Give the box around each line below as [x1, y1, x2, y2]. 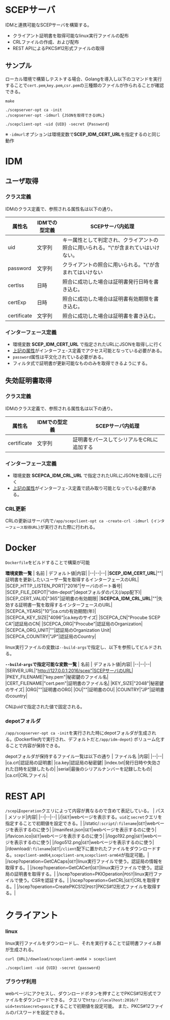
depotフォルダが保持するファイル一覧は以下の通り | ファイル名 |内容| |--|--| [5, 753, 163, 759]
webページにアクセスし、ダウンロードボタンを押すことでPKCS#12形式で [5, 991, 157, 997]
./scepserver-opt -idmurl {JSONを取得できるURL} [5, 113, 105, 118]
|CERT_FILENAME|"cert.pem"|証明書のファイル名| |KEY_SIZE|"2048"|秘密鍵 [5, 681, 164, 687]
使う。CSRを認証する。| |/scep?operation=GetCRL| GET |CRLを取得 [18, 877, 156, 883]
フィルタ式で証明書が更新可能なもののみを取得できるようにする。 [12, 360, 150, 366]
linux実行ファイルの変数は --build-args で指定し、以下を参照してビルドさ [5, 644, 158, 650]
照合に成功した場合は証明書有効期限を [62, 295, 154, 302]
